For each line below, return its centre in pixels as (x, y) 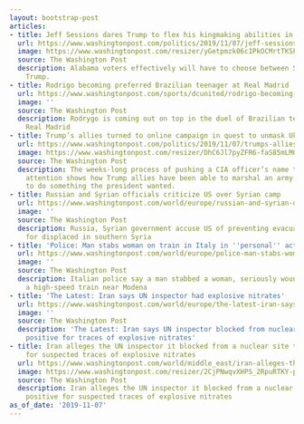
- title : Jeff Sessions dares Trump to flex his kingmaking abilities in (152, 34)
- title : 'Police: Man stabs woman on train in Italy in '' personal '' (145, 246)
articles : (28, 26)
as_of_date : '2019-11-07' (58, 405)
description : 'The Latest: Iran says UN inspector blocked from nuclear (157, 330)
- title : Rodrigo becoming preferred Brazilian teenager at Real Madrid (149, 85)
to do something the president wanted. (101, 187)
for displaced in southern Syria (89, 236)
